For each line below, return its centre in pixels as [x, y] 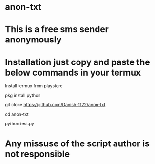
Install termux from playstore [34, 86]
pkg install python [23, 95]
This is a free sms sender [57, 30]
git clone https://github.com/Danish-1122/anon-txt [55, 105]
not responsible [38, 154]
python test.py [19, 124]
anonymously [33, 40]
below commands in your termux [73, 72]
